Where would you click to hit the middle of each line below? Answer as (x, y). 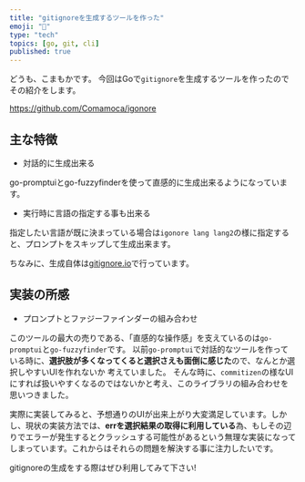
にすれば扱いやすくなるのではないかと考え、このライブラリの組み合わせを (149, 383)
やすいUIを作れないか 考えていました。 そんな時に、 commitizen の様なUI (159, 372)
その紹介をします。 (45, 90)
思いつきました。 (41, 395)
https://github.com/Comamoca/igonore (83, 108)
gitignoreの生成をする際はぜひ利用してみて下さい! (103, 467)
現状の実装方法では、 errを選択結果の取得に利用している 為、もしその (154, 426)
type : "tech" (34, 35)
